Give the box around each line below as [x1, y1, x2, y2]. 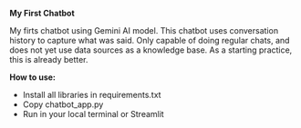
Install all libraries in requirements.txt [22, 90, 161, 100]
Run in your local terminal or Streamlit [22, 109, 164, 119]
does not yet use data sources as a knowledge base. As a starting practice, [9, 44, 293, 55]
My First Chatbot [9, 8, 75, 18]
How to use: [9, 72, 57, 83]
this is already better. [9, 54, 88, 64]
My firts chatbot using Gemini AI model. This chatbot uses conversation [9, 25, 279, 35]
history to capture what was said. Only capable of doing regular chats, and [9, 35, 290, 45]
